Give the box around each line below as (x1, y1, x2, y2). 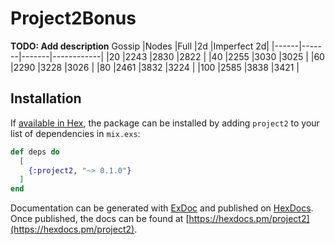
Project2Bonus (10, 7, 137, 30)
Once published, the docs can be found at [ (10, 213, 190, 225)
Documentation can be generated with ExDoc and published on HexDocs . (10, 202, 314, 214)
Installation (10, 90, 82, 107)
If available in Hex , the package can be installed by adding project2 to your (10, 117, 320, 129)
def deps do (10, 147, 60, 157)
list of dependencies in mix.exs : (10, 127, 141, 139)
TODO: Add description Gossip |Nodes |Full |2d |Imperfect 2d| (10, 40, 270, 52)
